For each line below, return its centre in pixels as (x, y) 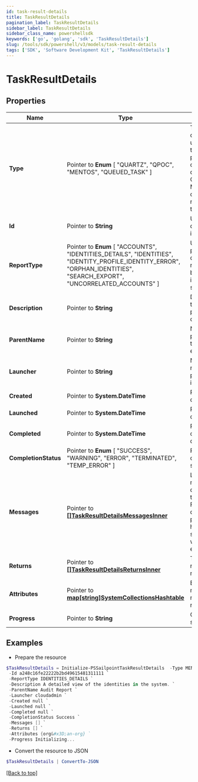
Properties (26, 101)
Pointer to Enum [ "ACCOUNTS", (112, 246)
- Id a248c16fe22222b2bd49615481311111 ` (59, 674)
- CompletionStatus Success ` (44, 718)
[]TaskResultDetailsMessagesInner (117, 515)
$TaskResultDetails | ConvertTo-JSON (52, 761)
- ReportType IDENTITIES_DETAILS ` (51, 679)
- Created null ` (29, 701)
